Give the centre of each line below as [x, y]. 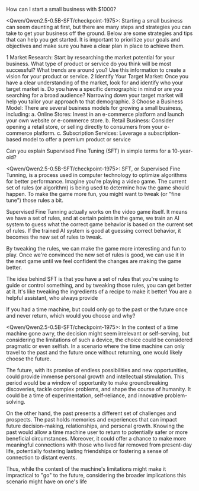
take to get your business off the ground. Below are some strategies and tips [99, 33]
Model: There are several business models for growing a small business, [94, 108]
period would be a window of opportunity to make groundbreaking [87, 383]
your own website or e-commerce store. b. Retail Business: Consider [90, 121]
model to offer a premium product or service [77, 139]
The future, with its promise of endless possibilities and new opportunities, [97, 370]
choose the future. [29, 359]
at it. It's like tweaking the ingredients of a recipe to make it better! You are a [99, 292]
